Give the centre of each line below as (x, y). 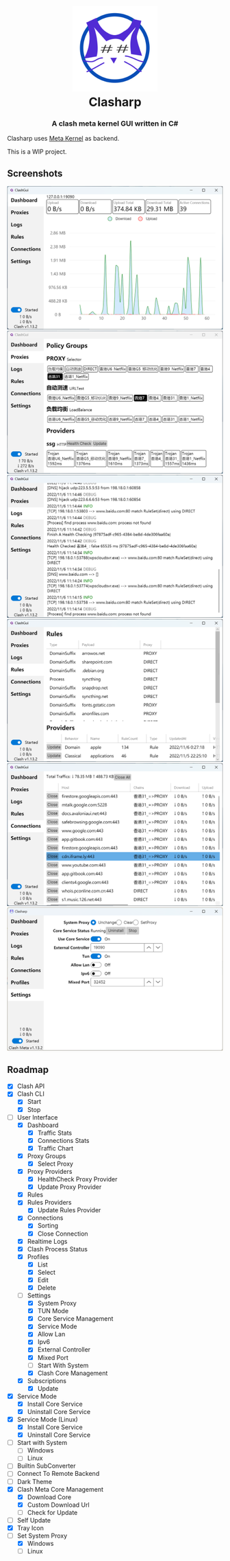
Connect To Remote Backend (58, 1474)
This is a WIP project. (37, 152)
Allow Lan (51, 1334)
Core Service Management (75, 1319)
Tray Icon (30, 1528)
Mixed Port (53, 1357)
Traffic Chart (55, 1148)
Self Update (34, 1520)
